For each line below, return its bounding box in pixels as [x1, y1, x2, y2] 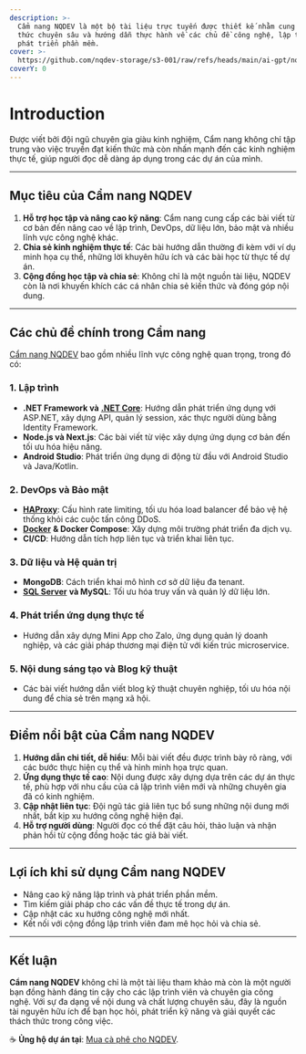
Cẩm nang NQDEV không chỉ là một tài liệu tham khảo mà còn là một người [9, 977, 291, 988]
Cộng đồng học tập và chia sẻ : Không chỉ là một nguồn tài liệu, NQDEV [22, 270, 291, 281]
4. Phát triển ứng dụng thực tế [9, 609, 145, 621]
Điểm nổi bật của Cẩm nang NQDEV [9, 727, 216, 744]
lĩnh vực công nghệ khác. [22, 232, 119, 243]
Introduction [9, 104, 106, 124]
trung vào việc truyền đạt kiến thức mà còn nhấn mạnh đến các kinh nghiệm [9, 143, 296, 154]
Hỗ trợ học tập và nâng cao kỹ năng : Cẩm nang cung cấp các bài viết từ [22, 212, 295, 224]
